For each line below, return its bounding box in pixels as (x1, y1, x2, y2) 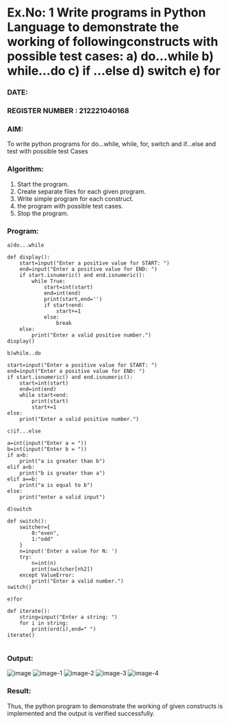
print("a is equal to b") (19, 481, 94, 488)
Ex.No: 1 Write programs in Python (7, 5, 207, 21)
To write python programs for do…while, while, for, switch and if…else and (7, 140, 216, 148)
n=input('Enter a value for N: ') (19, 547, 118, 555)
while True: (31, 278, 66, 285)
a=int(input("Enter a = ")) (7, 439, 88, 446)
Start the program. (16, 180, 70, 188)
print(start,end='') (43, 295, 103, 302)
